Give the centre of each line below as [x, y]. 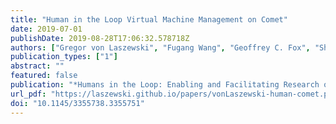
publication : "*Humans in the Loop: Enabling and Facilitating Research [165, 85]
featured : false [44, 76]
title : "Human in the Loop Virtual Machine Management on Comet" [149, 19]
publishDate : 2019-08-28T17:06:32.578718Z [100, 38]
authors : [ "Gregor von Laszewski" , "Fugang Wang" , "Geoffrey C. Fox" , [160, 47]
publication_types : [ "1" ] [64, 57]
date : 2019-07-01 [46, 29]
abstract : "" [37, 66]
